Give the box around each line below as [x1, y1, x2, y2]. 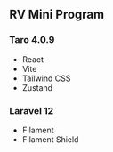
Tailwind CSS [21, 73, 71, 84]
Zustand [21, 82, 53, 92]
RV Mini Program [9, 7, 105, 22]
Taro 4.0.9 [9, 34, 55, 46]
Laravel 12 [9, 104, 54, 116]
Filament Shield [21, 133, 79, 145]
